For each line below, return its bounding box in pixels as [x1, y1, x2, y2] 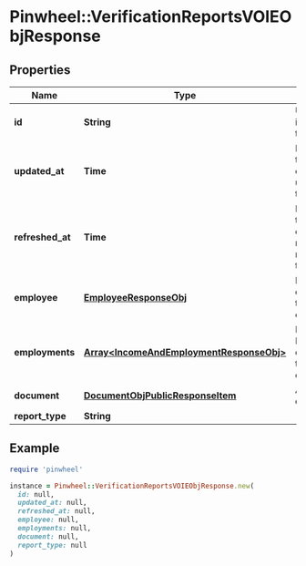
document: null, [17, 531, 79, 541]
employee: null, [17, 515, 79, 525]
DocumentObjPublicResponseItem [83, 389, 237, 402]
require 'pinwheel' [9, 465, 84, 474]
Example [9, 440, 60, 457]
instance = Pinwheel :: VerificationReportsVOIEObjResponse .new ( [9, 481, 255, 490]
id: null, [17, 489, 55, 499]
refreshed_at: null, [17, 507, 96, 516]
